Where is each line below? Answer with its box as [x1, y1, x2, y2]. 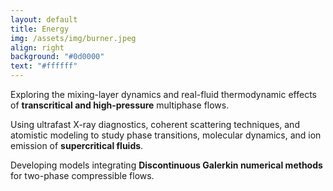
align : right [10, 42, 65, 53]
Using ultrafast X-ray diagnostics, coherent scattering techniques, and [10, 119, 300, 130]
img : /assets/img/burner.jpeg [10, 33, 137, 43]
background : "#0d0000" [10, 52, 105, 62]
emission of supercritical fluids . [10, 140, 144, 151]
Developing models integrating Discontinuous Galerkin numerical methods [10, 159, 323, 171]
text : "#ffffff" [10, 61, 78, 71]
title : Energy [10, 24, 70, 34]
